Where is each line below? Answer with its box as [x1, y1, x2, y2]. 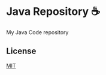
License [6, 46, 37, 56]
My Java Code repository [6, 28, 69, 36]
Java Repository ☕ [6, 5, 101, 19]
